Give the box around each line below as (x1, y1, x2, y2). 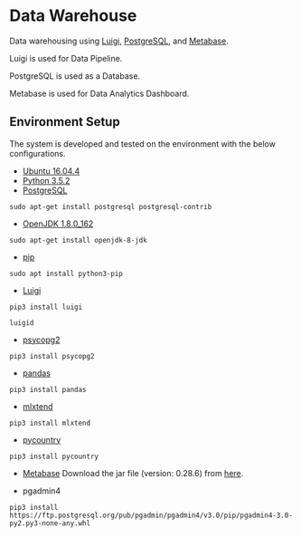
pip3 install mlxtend (9, 418, 91, 427)
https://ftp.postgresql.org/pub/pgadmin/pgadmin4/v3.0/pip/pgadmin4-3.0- (9, 511, 294, 520)
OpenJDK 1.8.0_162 (22, 218, 94, 229)
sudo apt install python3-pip (9, 269, 124, 278)
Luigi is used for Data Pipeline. (9, 53, 123, 63)
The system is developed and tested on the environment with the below (9, 138, 276, 149)
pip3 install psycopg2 (9, 351, 95, 360)
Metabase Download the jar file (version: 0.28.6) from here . (22, 467, 244, 478)
